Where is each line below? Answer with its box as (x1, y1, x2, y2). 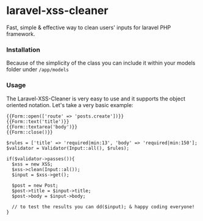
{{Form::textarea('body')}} (6, 124, 78, 130)
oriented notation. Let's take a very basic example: (6, 101, 134, 108)
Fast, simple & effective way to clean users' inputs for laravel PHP (6, 24, 171, 31)
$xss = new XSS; (12, 161, 53, 167)
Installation (6, 45, 41, 54)
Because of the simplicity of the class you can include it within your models (6, 59, 196, 67)
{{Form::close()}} (6, 129, 53, 135)
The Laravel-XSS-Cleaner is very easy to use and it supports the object (6, 95, 186, 102)
